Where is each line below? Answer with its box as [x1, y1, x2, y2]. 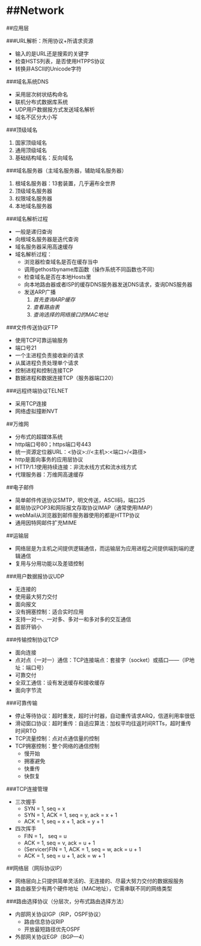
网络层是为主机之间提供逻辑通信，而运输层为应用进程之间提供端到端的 [14, 544, 190, 552]
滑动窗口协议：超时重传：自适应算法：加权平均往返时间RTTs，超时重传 [14, 719, 191, 727]
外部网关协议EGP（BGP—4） [14, 933, 88, 940]
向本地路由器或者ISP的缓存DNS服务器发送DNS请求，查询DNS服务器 [23, 281, 193, 288]
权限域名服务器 [14, 194, 52, 202]
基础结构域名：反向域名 [14, 154, 73, 161]
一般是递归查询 [14, 227, 52, 235]
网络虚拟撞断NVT [14, 407, 58, 414]
